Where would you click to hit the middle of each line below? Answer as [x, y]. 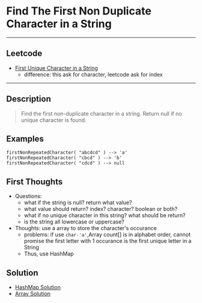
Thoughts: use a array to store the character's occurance [86, 228]
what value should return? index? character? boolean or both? [101, 209]
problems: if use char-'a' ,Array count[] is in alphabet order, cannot [107, 235]
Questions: [28, 196]
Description [29, 99]
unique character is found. [54, 120]
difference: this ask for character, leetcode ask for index [93, 74]
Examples [25, 139]
